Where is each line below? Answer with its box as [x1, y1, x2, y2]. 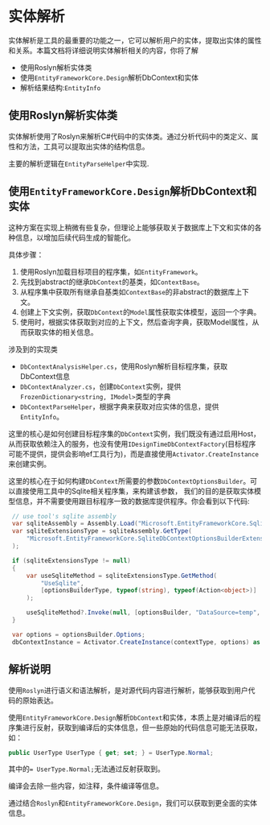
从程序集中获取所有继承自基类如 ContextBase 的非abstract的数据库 [19, 287, 235, 296]
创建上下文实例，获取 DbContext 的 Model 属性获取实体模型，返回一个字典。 [19, 307, 261, 316]
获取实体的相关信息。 [27, 327, 98, 336]
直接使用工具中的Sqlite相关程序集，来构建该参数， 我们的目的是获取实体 [14, 486, 255, 496]
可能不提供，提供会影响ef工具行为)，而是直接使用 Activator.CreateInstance [8, 448, 260, 459]
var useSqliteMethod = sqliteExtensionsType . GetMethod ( [26, 571, 218, 580]
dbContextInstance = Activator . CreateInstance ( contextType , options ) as [11, 637, 261, 646]
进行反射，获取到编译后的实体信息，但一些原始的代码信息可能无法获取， [22, 722, 262, 732]
